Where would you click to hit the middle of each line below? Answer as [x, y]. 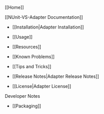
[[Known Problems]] [33, 56]
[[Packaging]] [27, 106]
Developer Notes [22, 96]
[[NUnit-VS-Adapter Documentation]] [44, 17]
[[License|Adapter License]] [42, 86]
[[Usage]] [22, 37]
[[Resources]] [27, 47]
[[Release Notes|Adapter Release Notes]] [56, 76]
